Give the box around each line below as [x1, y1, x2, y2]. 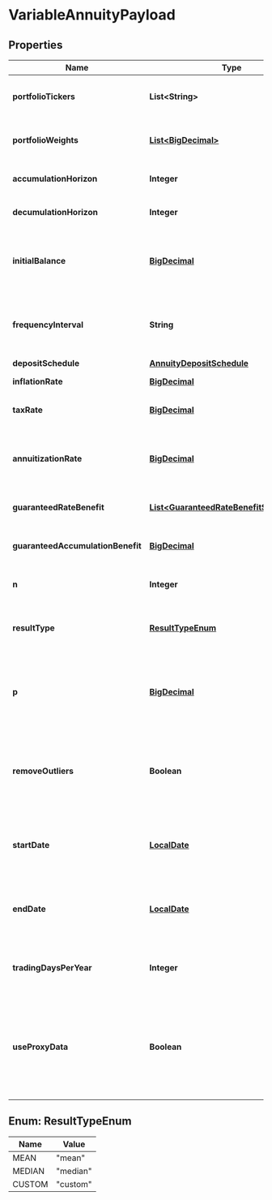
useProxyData [12, 1041, 69, 1052]
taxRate [12, 404, 43, 415]
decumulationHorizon [12, 207, 99, 217]
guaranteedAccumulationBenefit [12, 540, 142, 551]
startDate [12, 840, 50, 850]
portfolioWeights [12, 135, 79, 145]
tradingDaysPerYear [12, 962, 92, 973]
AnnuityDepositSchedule [149, 358, 249, 368]
